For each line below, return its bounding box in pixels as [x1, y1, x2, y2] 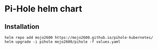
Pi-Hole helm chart [4, 3, 82, 14]
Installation [4, 23, 39, 31]
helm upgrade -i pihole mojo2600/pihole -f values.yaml [4, 39, 120, 44]
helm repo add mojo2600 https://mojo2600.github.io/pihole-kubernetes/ [4, 35, 153, 40]
